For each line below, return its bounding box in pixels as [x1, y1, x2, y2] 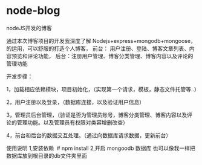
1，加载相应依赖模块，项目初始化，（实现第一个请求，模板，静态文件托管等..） [6, 85, 200, 92]
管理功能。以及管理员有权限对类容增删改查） [16, 118, 128, 126]
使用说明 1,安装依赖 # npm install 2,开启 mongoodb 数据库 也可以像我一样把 [6, 144, 195, 152]
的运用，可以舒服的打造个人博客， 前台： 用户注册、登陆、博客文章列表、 [6, 45, 189, 52]
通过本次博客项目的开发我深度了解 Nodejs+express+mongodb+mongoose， [6, 37, 197, 44]
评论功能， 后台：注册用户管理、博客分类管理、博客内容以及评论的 [27, 52, 194, 59]
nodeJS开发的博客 [6, 24, 53, 31]
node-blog [6, 4, 60, 18]
